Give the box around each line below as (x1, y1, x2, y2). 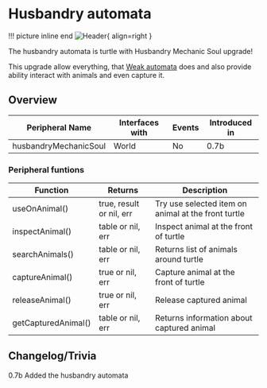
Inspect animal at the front (154, 221, 253, 232)
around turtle (154, 254, 204, 265)
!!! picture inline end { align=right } (8, 31, 153, 41)
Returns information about (154, 312, 253, 324)
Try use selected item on (154, 198, 248, 209)
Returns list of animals (154, 244, 238, 255)
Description (182, 184, 228, 196)
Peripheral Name (26, 122, 92, 133)
